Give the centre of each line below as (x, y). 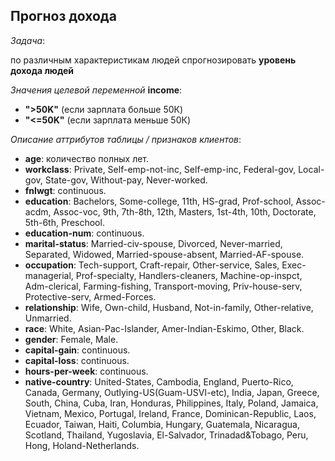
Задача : (28, 40)
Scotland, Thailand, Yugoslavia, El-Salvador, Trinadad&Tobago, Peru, (166, 435)
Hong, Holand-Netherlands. (82, 445)
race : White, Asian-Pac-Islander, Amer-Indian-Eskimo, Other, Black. (164, 328)
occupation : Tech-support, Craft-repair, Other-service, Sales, (152, 265)
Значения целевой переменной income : (96, 90)
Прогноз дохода (63, 16)
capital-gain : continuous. (77, 350)
